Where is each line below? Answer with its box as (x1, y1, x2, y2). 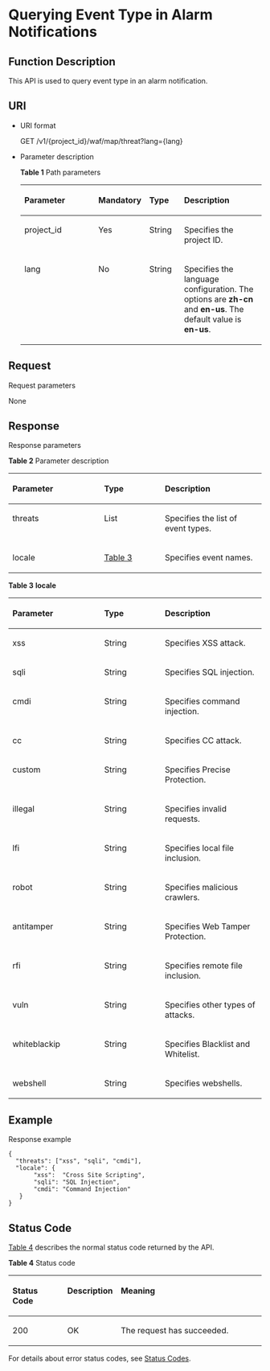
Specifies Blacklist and (164, 1039, 251, 1050)
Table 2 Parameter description (8, 456, 109, 466)
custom (12, 764, 41, 775)
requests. (164, 814, 201, 825)
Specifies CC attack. (164, 735, 243, 746)
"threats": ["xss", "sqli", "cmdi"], (15, 1157, 142, 1165)
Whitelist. (164, 1049, 200, 1060)
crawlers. (164, 892, 200, 903)
